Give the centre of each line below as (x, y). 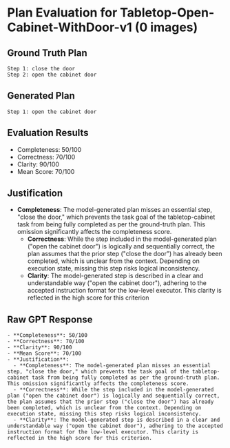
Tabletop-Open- (167, 13)
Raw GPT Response (50, 319)
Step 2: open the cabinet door (52, 75)
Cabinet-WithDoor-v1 (70, 27)
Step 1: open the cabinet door (52, 112)
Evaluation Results (48, 133)
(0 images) (166, 27)
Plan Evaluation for (62, 13)
